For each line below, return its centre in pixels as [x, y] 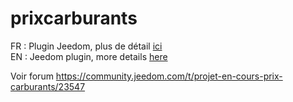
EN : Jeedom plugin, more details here [89, 56]
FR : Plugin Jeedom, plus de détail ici [86, 46]
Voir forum [32, 76]
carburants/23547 [48, 86]
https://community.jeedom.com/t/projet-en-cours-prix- [169, 76]
